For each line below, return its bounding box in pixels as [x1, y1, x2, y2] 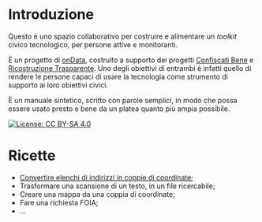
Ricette [8, 147, 56, 165]
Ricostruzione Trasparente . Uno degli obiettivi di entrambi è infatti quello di [8, 63, 252, 72]
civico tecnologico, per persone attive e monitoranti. [8, 39, 178, 49]
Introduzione [8, 6, 95, 24]
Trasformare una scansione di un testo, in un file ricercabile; [19, 181, 215, 191]
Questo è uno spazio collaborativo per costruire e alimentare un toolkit [8, 31, 238, 41]
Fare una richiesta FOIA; [19, 198, 99, 207]
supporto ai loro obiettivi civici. [8, 80, 109, 90]
